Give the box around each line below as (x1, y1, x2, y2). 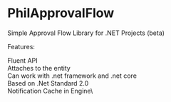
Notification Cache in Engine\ (7, 86, 93, 95)
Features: (7, 42, 36, 51)
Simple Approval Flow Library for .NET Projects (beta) (7, 29, 165, 37)
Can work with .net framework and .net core (7, 71, 138, 80)
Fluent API (7, 56, 38, 65)
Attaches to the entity (7, 63, 71, 72)
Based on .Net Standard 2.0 (7, 78, 89, 87)
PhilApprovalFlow (7, 5, 115, 21)
